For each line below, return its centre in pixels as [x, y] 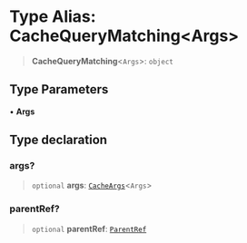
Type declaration [58, 140]
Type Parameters [59, 89]
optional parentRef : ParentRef [89, 228]
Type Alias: [53, 17]
